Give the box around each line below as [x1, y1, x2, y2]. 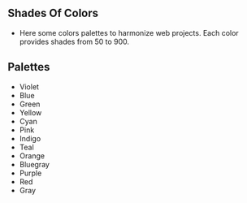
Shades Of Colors [7, 6, 99, 20]
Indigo [19, 133, 41, 143]
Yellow [19, 107, 42, 117]
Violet [19, 81, 40, 92]
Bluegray [19, 159, 50, 169]
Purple [19, 168, 42, 178]
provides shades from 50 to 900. [19, 37, 130, 46]
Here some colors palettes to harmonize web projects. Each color [19, 28, 239, 37]
